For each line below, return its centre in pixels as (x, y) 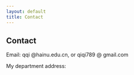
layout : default (26, 11)
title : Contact (25, 17)
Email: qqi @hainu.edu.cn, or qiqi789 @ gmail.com (67, 55)
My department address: (36, 66)
